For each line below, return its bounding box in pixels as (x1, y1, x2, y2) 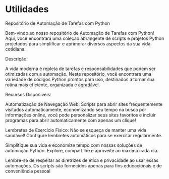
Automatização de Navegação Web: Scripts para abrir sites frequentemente (5, 101, 163, 107)
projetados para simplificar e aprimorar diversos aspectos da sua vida (5, 40, 151, 46)
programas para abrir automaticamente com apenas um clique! (5, 117, 136, 123)
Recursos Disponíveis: (5, 91, 51, 97)
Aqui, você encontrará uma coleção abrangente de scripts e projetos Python (5, 35, 164, 41)
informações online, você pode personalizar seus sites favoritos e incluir (5, 112, 156, 118)
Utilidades (5, 4, 49, 15)
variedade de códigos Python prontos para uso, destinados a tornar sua (5, 76, 155, 82)
